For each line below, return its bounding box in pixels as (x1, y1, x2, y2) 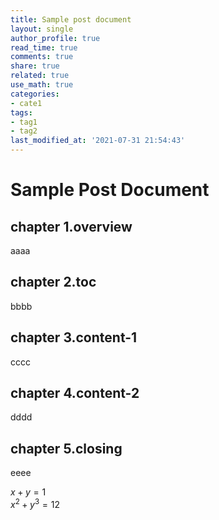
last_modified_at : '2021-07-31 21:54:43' (10, 136, 186, 146)
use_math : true (10, 80, 74, 90)
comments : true (10, 52, 74, 62)
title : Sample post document (10, 14, 132, 25)
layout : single (10, 24, 74, 34)
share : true (10, 61, 60, 71)
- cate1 (10, 98, 43, 108)
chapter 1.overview (10, 218, 133, 235)
